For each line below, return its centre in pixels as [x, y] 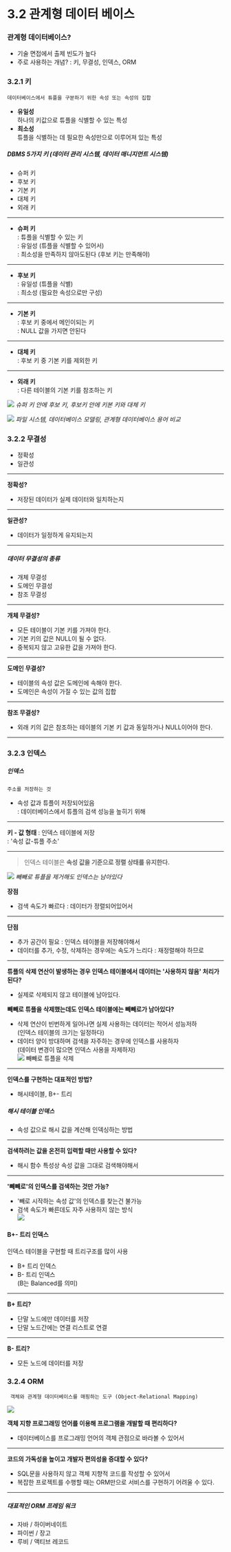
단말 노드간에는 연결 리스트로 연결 [62, 1328]
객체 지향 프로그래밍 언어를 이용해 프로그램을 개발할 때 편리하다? [92, 1423]
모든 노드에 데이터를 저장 [50, 1364]
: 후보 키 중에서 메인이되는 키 [56, 322]
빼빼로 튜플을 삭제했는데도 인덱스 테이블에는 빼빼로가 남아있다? [91, 1009]
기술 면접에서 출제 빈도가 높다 [56, 54]
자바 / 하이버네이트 [42, 1524]
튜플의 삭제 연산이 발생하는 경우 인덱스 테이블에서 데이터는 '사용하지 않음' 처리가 [113, 971]
